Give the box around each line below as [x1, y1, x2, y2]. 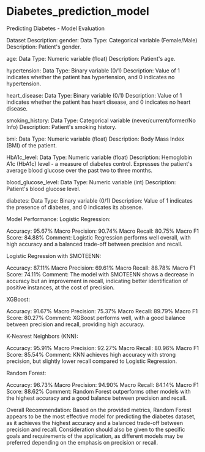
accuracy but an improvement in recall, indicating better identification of [6, 277, 188, 284]
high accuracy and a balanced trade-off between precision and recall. [6, 240, 182, 247]
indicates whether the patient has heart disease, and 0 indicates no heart [6, 98, 191, 106]
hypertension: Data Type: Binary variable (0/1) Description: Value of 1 [6, 66, 181, 74]
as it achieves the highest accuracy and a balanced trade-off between [6, 419, 184, 426]
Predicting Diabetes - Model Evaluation [6, 25, 105, 32]
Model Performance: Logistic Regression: [6, 215, 111, 222]
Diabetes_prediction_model [6, 4, 150, 18]
